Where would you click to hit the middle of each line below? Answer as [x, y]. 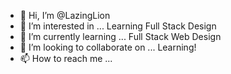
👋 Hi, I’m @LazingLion [65, 15]
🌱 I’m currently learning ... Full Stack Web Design [120, 36]
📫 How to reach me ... [66, 58]
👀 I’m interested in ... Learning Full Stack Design [118, 26]
